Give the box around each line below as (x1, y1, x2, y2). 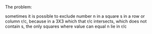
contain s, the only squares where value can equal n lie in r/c (5, 23, 127, 29)
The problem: (5, 4, 32, 10)
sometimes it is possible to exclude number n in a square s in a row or (5, 13, 145, 19)
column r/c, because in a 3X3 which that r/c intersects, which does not (5, 19, 147, 24)
